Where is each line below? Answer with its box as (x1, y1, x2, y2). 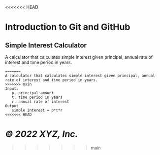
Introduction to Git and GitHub (5, 22, 130, 33)
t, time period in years (11, 95, 63, 100)
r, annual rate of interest (11, 99, 69, 104)
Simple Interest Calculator (5, 41, 87, 49)
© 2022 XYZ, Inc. (5, 128, 78, 140)
